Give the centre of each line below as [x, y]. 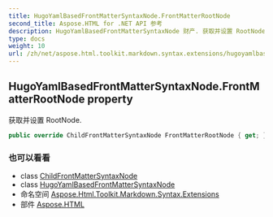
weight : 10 [27, 46]
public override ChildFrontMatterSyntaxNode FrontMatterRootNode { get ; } [138, 135]
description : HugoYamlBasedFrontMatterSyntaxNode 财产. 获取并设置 [121, 31]
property [110, 100]
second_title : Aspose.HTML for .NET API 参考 [85, 24]
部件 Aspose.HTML [52, 204]
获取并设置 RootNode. [45, 119]
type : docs [27, 39]
